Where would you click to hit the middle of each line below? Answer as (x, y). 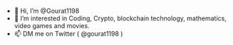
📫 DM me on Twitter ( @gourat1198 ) (68, 34)
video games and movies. (52, 26)
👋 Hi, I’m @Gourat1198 (47, 11)
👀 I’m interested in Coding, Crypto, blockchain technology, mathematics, (120, 18)
